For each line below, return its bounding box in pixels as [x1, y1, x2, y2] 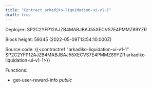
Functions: [5, 67, 28, 73]
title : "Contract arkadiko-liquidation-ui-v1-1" [5, 7, 111, 13]
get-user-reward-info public [12, 77, 72, 83]
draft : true [5, 12, 31, 17]
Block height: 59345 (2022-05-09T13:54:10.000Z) [5, 36, 112, 42]
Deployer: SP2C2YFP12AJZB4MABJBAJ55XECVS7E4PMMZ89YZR [5, 26, 147, 32]
